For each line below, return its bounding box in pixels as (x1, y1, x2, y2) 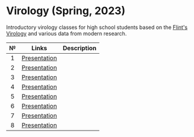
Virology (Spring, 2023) (6, 4, 126, 18)
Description (62, 44, 97, 52)
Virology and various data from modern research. (6, 30, 127, 37)
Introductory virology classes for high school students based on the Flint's (6, 24, 188, 31)
